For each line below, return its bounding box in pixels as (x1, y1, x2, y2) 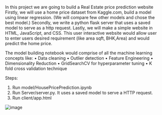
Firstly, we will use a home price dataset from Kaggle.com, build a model (5, 9, 152, 15)
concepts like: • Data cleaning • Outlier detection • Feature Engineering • (5, 55, 153, 61)
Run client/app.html (12, 95, 52, 101)
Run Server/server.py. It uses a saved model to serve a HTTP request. (12, 90, 153, 95)
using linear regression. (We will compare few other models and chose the (5, 15, 155, 20)
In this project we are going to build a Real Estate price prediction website (5, 4, 154, 10)
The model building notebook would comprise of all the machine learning (5, 50, 153, 56)
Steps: (5, 75, 18, 81)
